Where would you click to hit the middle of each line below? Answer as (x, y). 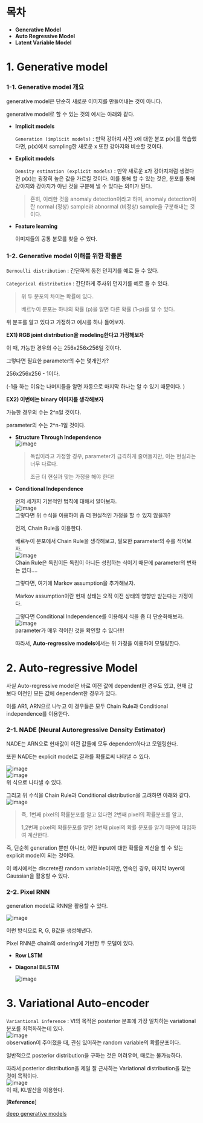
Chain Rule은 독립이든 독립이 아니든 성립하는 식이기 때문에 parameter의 (100, 562)
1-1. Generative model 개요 (45, 87)
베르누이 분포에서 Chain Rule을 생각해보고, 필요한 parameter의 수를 (95, 541)
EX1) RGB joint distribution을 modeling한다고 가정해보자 (75, 335)
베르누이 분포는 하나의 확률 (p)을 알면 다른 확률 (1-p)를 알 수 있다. (98, 309)
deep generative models (37, 1114)
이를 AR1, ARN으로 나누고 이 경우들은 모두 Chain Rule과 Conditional (87, 706)
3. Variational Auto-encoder (78, 1003)
